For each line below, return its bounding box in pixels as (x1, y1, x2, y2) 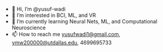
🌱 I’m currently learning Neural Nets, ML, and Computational (11, 18, 158, 25)
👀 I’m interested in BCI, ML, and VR (11, 12, 96, 19)
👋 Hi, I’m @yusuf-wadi (11, 6, 66, 12)
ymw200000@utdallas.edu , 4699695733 (11, 39, 112, 46)
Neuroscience (11, 24, 46, 31)
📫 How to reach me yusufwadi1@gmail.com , (11, 31, 121, 37)
